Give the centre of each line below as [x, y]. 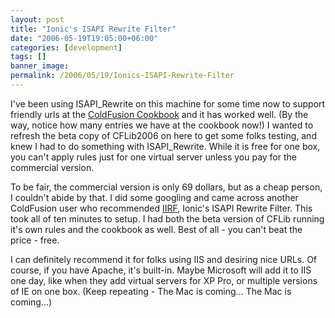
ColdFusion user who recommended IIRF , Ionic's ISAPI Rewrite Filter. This [161, 208]
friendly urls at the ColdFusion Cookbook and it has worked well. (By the [159, 114]
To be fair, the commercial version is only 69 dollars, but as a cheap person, [166, 187]
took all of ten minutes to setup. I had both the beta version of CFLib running [167, 218]
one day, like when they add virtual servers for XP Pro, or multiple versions [164, 280]
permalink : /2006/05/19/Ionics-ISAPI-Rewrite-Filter [122, 76]
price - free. [35, 240]
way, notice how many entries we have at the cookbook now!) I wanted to [162, 125]
